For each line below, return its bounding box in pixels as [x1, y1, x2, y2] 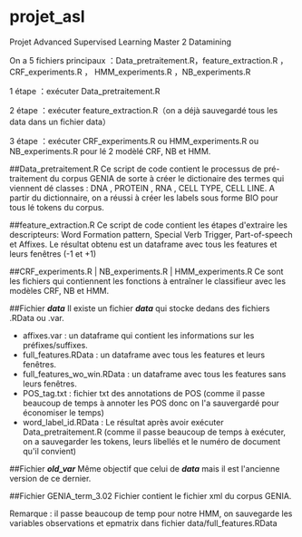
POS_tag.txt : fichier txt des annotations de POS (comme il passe [22, 387, 266, 398]
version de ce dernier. [9, 473, 92, 483]
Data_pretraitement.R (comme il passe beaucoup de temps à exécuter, [22, 426, 287, 437]
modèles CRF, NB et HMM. [9, 285, 110, 296]
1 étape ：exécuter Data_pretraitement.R [9, 85, 161, 96]
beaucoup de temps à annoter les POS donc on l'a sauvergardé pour [22, 397, 279, 408]
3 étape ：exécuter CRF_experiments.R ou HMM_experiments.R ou [9, 135, 259, 146]
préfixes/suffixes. [22, 339, 88, 350]
